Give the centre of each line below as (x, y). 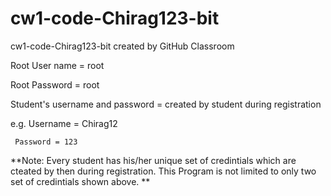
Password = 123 (46, 142)
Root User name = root (57, 65)
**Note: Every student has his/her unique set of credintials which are (153, 160)
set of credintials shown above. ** (80, 181)
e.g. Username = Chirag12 (64, 123)
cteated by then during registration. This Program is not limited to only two (163, 171)
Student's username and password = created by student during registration (166, 104)
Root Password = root (55, 84)
